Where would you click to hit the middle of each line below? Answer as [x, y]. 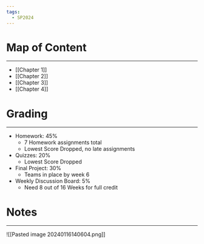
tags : [13, 12]
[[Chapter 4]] [32, 89]
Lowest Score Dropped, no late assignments [80, 149]
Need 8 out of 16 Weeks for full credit [71, 188]
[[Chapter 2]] [32, 76]
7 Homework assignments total [63, 142]
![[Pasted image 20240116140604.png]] [56, 234]
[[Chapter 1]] [31, 70]
